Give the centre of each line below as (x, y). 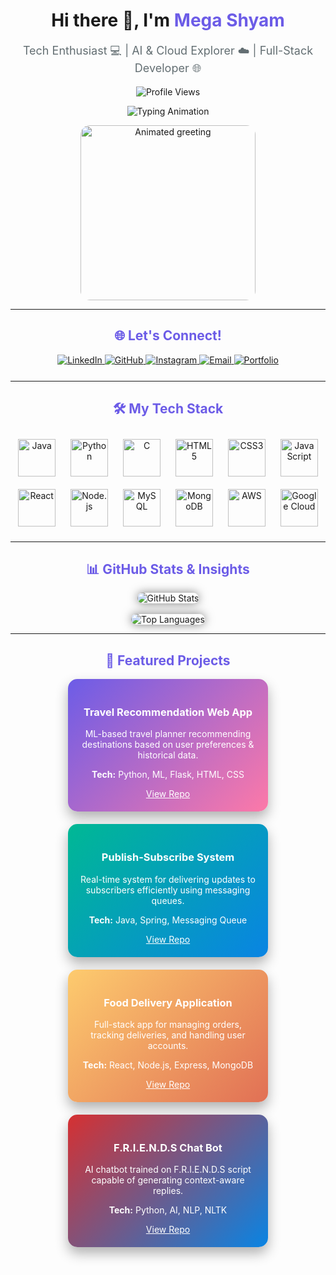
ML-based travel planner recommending (168, 734)
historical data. (168, 755)
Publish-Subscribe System (168, 857)
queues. (168, 900)
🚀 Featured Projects (168, 660)
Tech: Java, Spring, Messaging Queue (168, 920)
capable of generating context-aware (168, 1180)
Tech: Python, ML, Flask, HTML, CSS (168, 775)
